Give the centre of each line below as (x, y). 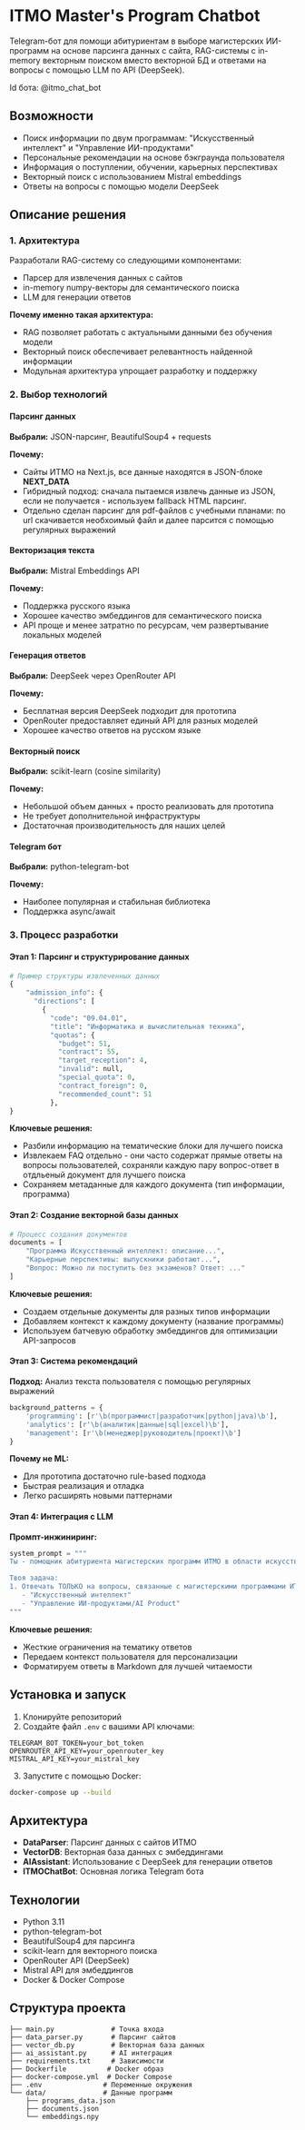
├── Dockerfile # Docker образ (87, 2069)
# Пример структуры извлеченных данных (85, 976)
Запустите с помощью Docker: (82, 1776)
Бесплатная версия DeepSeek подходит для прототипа (129, 710)
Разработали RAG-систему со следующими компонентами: (126, 261)
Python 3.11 (44, 1922)
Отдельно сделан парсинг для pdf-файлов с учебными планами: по (154, 510)
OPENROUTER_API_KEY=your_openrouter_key (87, 1751)
